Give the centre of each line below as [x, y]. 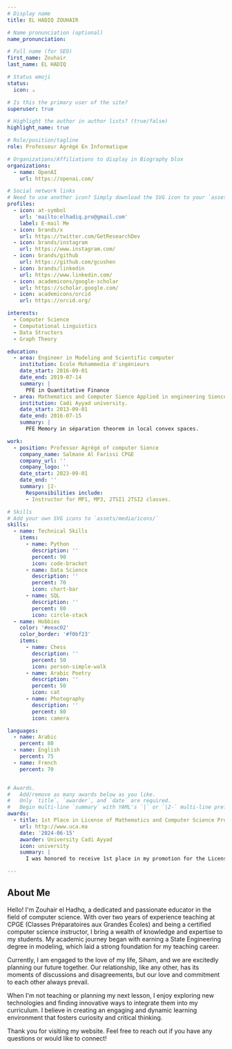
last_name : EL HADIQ [37, 64]
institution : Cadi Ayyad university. [74, 403]
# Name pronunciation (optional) [55, 33]
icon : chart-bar [55, 589]
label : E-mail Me [45, 223]
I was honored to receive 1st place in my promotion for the [115, 859]
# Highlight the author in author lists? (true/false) [88, 121]
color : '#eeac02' [45, 628]
